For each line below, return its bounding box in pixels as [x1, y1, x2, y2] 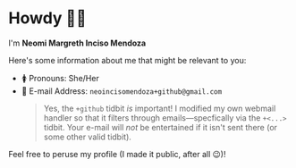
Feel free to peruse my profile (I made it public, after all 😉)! [8, 148, 226, 159]
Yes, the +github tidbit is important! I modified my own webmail [43, 103, 276, 113]
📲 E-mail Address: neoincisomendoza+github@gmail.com [21, 85, 223, 97]
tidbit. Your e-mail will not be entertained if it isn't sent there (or [43, 122, 278, 132]
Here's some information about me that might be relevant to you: [8, 55, 247, 65]
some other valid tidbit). [43, 131, 131, 142]
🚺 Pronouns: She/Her [21, 72, 99, 83]
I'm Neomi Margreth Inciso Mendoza [8, 38, 147, 48]
